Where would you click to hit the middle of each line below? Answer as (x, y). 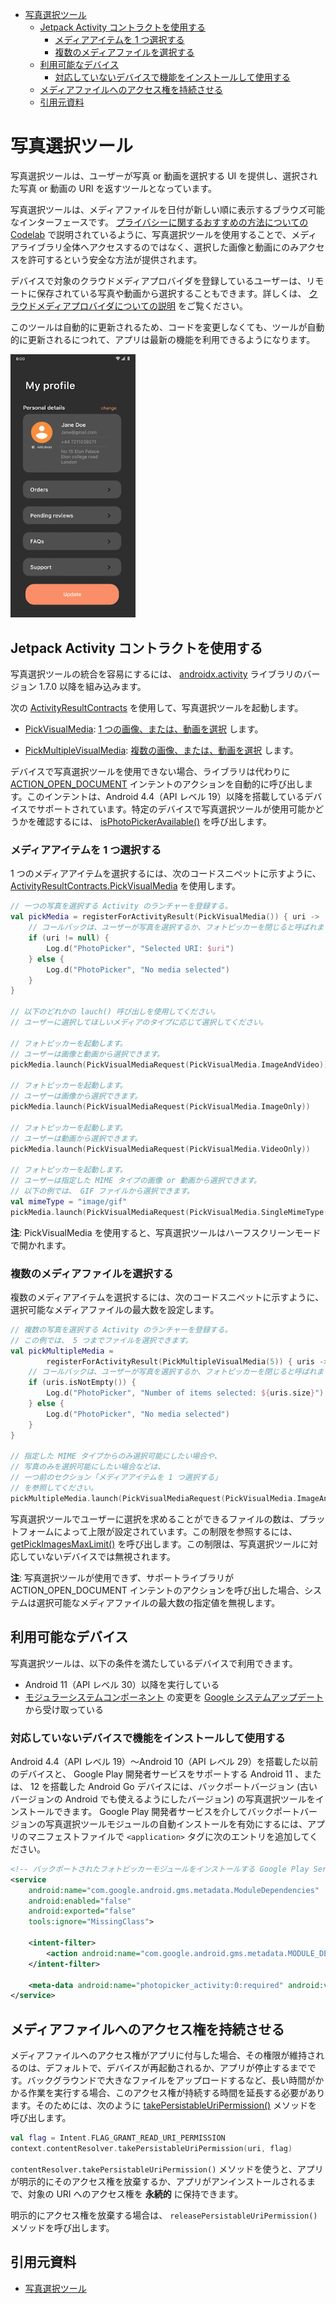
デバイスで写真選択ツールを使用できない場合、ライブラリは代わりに (150, 772)
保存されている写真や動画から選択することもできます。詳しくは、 (171, 293)
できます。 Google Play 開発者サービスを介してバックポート (176, 1811)
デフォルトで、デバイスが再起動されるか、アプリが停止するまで (176, 2068)
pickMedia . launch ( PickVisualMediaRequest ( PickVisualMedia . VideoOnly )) (160, 1149)
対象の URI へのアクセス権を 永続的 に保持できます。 (135, 2194)
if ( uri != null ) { (69, 938)
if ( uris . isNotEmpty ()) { (82, 1383)
